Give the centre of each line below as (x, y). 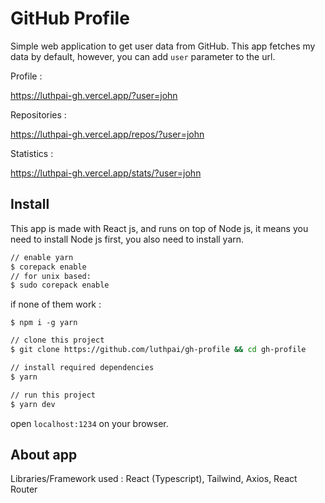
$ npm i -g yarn (44, 323)
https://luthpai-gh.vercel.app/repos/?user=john (107, 134)
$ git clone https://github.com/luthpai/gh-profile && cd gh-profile (158, 350)
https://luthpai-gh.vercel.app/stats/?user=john (106, 173)
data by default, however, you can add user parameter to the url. (143, 56)
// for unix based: (51, 276)
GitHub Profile (70, 18)
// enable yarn (42, 257)
